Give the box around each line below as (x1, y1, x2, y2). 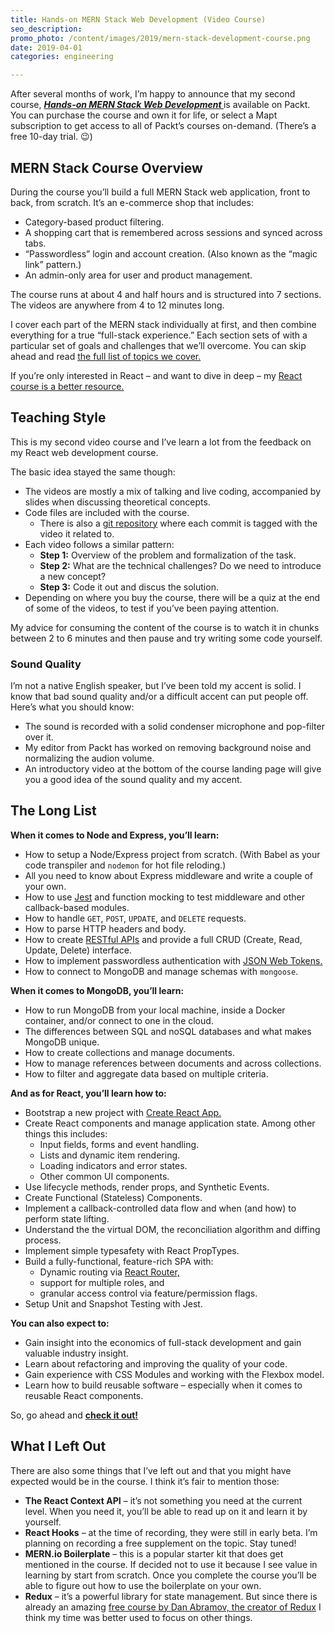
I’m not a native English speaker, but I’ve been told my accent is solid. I (10, 680, 302, 692)
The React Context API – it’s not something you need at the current (24, 1494, 303, 1506)
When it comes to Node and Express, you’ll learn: (10, 829, 220, 841)
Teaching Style (10, 409, 107, 426)
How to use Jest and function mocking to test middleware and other (24, 891, 305, 903)
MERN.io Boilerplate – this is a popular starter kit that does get (24, 1547, 284, 1560)
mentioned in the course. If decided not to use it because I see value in (24, 1558, 318, 1570)
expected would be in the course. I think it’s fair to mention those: (10, 1475, 280, 1487)
